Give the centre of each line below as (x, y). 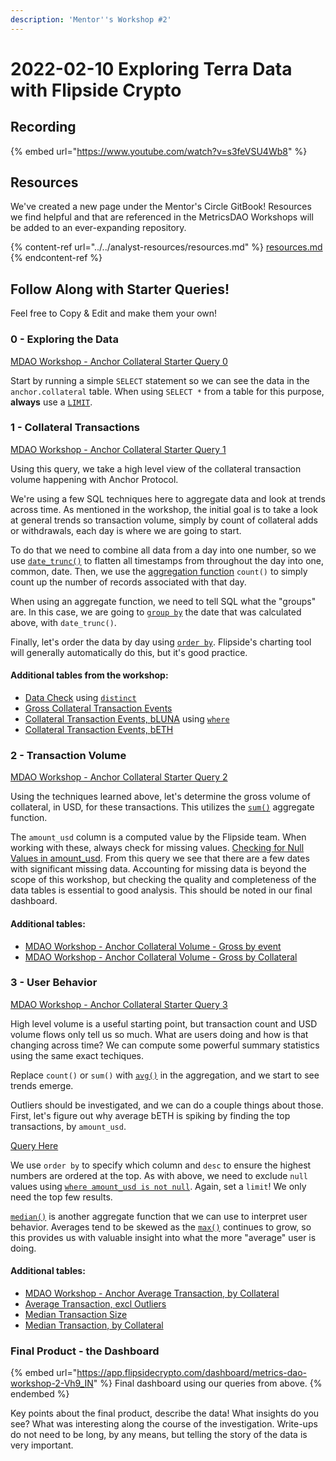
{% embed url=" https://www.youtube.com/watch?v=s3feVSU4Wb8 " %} (159, 151)
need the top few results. (61, 1197)
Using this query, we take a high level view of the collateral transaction (156, 468)
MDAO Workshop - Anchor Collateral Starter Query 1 (118, 449)
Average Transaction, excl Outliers (95, 1304)
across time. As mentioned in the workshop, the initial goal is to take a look (164, 509)
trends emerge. (42, 1085)
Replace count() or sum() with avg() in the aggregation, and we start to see (165, 1075)
